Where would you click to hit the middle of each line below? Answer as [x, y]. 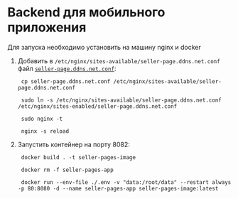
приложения [47, 27]
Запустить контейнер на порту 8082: [74, 144]
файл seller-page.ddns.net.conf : [67, 68]
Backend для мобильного [86, 12]
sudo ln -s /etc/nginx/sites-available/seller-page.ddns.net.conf [121, 100]
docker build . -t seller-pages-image [79, 157]
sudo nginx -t [42, 119]
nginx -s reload [45, 131]
